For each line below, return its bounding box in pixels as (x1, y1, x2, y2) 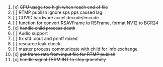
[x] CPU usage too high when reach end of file (12, 4, 108, 10)
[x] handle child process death (12, 25, 76, 31)
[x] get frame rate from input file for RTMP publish (12, 51, 116, 57)
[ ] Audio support (12, 31, 48, 36)
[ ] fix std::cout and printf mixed (12, 35, 78, 41)
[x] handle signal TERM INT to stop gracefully (12, 57, 106, 62)
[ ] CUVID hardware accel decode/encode (12, 15, 99, 20)
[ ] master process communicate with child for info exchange (12, 46, 138, 52)
